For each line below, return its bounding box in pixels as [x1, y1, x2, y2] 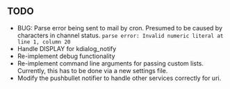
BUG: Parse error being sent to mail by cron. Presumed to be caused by [17, 23, 222, 32]
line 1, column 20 [17, 38, 71, 46]
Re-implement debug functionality [17, 52, 116, 60]
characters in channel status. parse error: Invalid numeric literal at [17, 31, 224, 39]
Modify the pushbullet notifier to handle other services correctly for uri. [17, 74, 222, 82]
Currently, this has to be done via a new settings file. [17, 66, 168, 75]
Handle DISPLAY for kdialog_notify [17, 44, 117, 52]
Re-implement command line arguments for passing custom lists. [17, 59, 204, 68]
